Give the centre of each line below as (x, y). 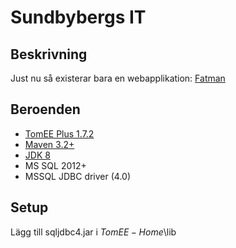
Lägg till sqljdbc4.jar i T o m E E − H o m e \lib (93, 232)
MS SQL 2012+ (55, 165)
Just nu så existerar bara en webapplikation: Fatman (118, 78)
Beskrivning (49, 54)
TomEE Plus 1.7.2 (59, 133)
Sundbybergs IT (78, 17)
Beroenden (45, 109)
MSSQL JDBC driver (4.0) (78, 176)
